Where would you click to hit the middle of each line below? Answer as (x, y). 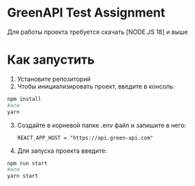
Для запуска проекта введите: (62, 151)
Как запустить (51, 60)
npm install (24, 99)
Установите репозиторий (54, 79)
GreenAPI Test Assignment (86, 13)
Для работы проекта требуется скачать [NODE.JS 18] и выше (97, 32)
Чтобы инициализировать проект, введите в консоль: (96, 86)
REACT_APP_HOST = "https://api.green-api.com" (85, 138)
